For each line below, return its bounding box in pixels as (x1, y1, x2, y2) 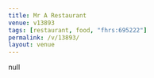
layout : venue (8, 41, 56, 49)
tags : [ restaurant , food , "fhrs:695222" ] (8, 26, 148, 34)
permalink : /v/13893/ (8, 33, 80, 42)
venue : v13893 (8, 19, 56, 27)
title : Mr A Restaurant (8, 11, 87, 20)
